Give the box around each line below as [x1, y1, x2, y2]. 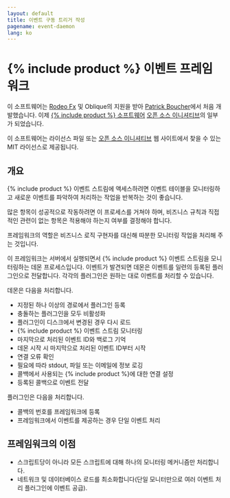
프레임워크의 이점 [7, 438, 76, 450]
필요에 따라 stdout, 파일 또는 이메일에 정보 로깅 [16, 361, 143, 369]
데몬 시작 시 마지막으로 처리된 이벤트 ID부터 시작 [16, 344, 146, 352]
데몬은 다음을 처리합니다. [7, 287, 73, 294]
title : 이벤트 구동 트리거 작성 [7, 17, 85, 23]
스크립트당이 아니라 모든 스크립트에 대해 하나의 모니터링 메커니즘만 [16, 457, 196, 466]
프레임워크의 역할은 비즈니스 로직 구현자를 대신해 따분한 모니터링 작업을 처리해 [7, 231, 216, 239]
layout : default [7, 10, 54, 17]
